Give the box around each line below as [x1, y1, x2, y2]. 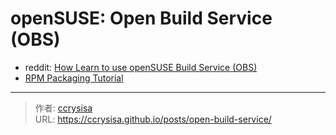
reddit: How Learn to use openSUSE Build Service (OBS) [24, 61, 258, 73]
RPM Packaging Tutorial [24, 72, 124, 84]
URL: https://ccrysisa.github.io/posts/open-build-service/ [34, 113, 272, 125]
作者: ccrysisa [34, 102, 93, 114]
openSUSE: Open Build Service [10, 7, 273, 30]
